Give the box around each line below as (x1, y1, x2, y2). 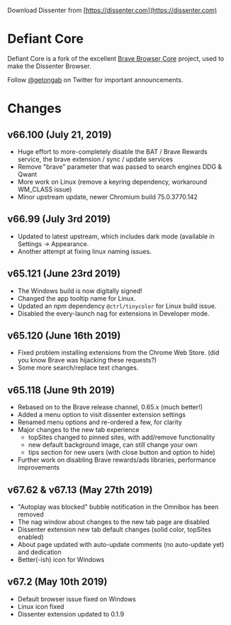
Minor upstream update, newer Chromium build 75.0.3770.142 (17, 192, 198, 201)
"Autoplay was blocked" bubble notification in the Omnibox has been (17, 503, 219, 511)
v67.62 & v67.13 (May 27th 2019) (7, 484, 153, 496)
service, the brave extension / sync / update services (17, 155, 174, 163)
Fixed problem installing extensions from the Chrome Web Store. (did (17, 348, 220, 357)
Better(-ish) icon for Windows (17, 555, 105, 563)
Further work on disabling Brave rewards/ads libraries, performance (17, 455, 216, 464)
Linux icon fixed (17, 602, 64, 611)
